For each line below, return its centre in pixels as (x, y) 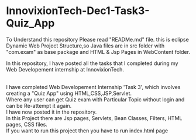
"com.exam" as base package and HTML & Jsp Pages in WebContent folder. (98, 52)
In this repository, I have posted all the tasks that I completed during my (92, 63)
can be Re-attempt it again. (39, 105)
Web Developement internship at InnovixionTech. (65, 69)
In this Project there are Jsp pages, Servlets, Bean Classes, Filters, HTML (94, 118)
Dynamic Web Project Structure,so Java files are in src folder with (85, 46)
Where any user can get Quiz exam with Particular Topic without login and (95, 99)
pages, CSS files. (27, 124)
